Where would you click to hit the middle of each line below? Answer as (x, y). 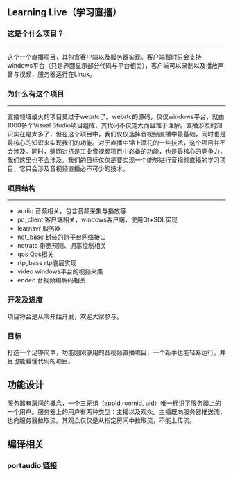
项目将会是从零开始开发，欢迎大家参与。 (65, 316)
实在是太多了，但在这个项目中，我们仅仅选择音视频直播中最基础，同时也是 (119, 134)
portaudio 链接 (32, 466)
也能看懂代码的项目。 (43, 361)
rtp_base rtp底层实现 (47, 263)
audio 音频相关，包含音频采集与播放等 (72, 211)
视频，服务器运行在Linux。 (57, 74)
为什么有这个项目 (36, 93)
